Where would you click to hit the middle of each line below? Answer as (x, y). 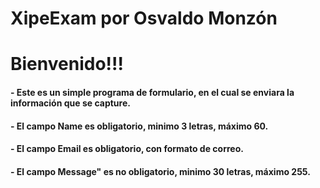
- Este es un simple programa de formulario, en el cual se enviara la (152, 92)
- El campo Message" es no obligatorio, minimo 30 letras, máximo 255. (160, 171)
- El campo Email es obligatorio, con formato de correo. (127, 149)
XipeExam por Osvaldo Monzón (144, 18)
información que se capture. (70, 103)
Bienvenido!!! (67, 64)
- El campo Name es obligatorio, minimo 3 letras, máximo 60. (139, 126)
